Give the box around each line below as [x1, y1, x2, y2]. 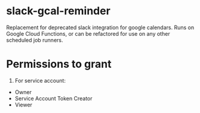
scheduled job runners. [6, 36, 63, 43]
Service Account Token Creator [14, 95, 93, 102]
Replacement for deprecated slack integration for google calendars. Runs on [6, 24, 195, 31]
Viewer [14, 101, 33, 108]
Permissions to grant [6, 58, 112, 71]
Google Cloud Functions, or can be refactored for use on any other [6, 30, 170, 37]
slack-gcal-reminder [6, 4, 110, 18]
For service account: [14, 77, 66, 84]
